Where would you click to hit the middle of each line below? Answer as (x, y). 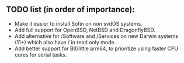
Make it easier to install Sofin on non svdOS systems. (78, 23)
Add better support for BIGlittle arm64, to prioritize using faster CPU (96, 48)
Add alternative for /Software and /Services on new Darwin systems (96, 36)
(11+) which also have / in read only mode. (65, 42)
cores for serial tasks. (41, 54)
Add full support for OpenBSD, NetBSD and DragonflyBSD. (85, 30)
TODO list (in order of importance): (71, 10)
